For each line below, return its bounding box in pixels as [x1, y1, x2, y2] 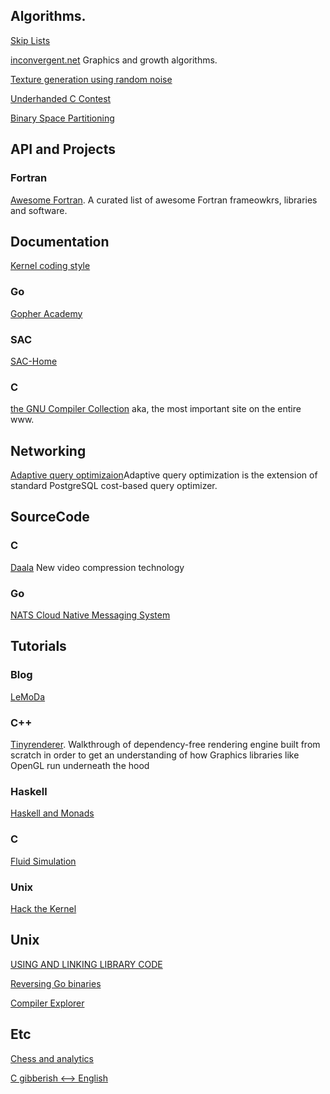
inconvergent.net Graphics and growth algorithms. [10, 54, 218, 66]
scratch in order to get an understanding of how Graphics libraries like [10, 749, 300, 761]
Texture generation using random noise [10, 73, 173, 85]
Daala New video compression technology [10, 561, 185, 573]
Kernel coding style [10, 260, 91, 272]
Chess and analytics [10, 1052, 94, 1064]
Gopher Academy [10, 307, 83, 319]
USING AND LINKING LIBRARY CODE [10, 958, 163, 970]
